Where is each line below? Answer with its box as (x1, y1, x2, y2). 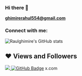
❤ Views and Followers (5, 52, 78, 60)
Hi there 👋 (5, 4, 29, 11)
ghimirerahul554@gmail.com (5, 15, 66, 21)
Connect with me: (5, 27, 48, 34)
